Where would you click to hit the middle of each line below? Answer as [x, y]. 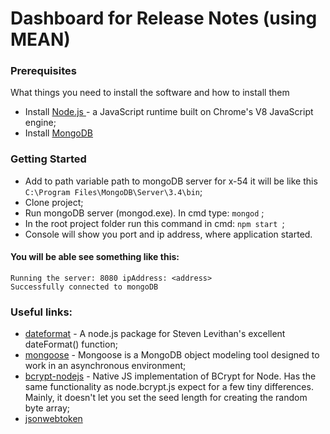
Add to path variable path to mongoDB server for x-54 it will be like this [171, 181]
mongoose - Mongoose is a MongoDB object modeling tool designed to [172, 355]
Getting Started [48, 159]
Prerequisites [43, 71]
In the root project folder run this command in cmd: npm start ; [154, 223]
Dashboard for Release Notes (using [164, 18]
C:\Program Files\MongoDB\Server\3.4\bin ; [113, 191]
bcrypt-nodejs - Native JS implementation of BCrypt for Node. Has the [170, 376]
